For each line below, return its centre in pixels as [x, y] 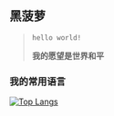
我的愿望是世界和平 [68, 55]
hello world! [57, 38]
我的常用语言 [38, 82]
